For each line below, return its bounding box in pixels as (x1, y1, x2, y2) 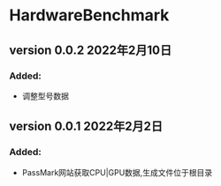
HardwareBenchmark (9, 5, 170, 26)
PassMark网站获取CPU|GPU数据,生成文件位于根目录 (21, 167, 213, 177)
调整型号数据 (21, 90, 69, 101)
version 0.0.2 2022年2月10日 (9, 42, 172, 57)
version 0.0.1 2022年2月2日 (9, 119, 164, 134)
